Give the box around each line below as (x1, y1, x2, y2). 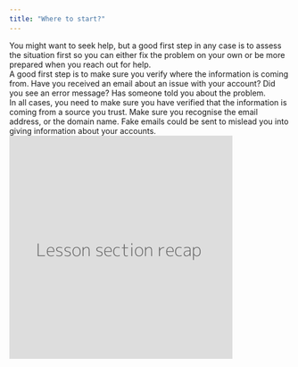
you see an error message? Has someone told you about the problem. (9, 88, 266, 98)
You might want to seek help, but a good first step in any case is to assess (9, 40, 282, 51)
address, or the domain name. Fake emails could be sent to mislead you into (9, 116, 289, 127)
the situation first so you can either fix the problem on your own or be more (9, 49, 286, 60)
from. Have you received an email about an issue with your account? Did (9, 78, 276, 88)
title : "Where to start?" (9, 14, 105, 23)
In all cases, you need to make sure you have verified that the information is (9, 96, 287, 107)
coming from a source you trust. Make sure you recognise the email (9, 106, 259, 117)
